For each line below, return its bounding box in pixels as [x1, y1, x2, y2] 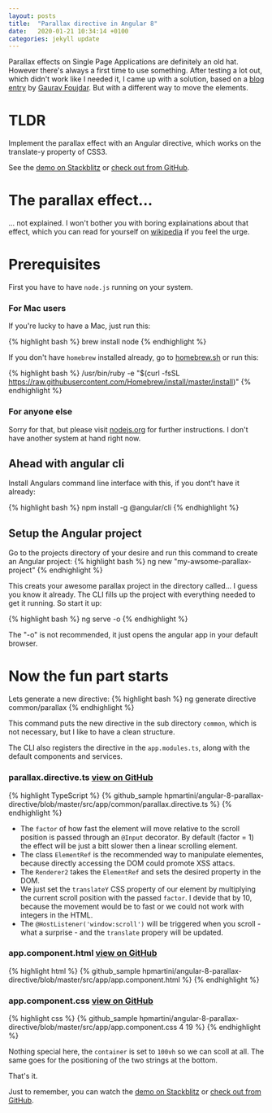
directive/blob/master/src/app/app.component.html [8, 975, 180, 984]
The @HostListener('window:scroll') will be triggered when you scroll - [19, 918, 261, 928]
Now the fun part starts [8, 667, 169, 686]
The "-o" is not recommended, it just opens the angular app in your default [8, 630, 258, 640]
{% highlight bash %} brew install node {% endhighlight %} [8, 337, 207, 347]
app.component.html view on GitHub [8, 948, 158, 959]
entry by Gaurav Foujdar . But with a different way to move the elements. [8, 83, 249, 93]
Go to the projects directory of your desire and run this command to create [8, 548, 258, 558]
